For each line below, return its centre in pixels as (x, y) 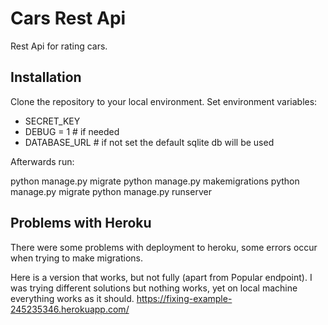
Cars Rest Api (68, 18)
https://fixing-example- (184, 298)
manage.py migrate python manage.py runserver (111, 191)
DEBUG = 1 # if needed (72, 131)
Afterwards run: (42, 161)
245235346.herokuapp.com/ (70, 309)
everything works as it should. (72, 298)
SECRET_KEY (52, 121)
